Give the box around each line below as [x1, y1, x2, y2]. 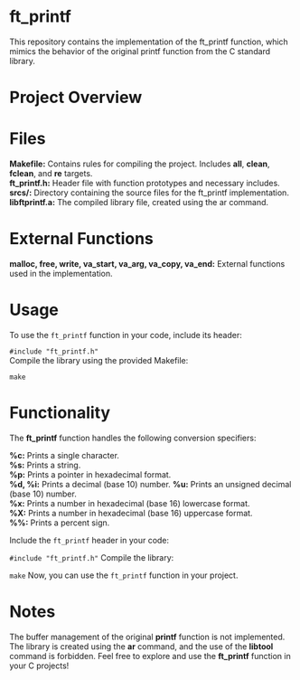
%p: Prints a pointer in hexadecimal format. [9, 468, 172, 480]
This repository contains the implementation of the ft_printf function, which [9, 36, 289, 47]
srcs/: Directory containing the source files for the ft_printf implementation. [9, 187, 289, 198]
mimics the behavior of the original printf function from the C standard [9, 45, 271, 56]
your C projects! [9, 660, 70, 671]
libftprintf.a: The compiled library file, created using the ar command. [9, 197, 269, 208]
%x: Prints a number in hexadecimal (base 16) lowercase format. [9, 497, 250, 508]
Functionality [9, 402, 111, 423]
